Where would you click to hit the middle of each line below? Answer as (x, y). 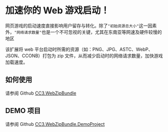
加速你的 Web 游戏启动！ (58, 10)
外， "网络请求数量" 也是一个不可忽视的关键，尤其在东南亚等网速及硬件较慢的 (83, 32)
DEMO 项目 (23, 111)
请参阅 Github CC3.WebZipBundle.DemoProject (55, 124)
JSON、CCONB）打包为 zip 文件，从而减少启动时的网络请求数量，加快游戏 (84, 56)
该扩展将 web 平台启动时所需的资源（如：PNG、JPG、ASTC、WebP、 (79, 49)
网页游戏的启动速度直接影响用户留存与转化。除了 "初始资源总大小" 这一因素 (81, 26)
